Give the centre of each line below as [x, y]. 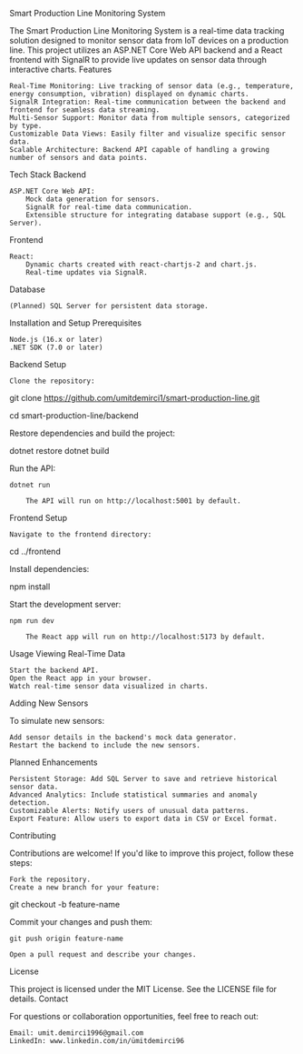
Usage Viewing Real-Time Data [67, 653]
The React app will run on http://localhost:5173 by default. [146, 637]
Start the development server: [65, 604]
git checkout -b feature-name [65, 904]
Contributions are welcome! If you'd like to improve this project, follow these [152, 853]
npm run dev [32, 621]
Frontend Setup [39, 518]
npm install [30, 587]
